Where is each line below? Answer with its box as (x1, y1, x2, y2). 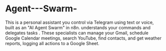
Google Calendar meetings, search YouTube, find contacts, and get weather (5, 35, 161, 41)
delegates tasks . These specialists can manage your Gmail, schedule (5, 30, 149, 36)
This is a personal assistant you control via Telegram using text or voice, (5, 19, 154, 25)
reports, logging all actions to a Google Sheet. (5, 40, 100, 46)
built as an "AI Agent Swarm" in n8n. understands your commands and (5, 24, 151, 30)
